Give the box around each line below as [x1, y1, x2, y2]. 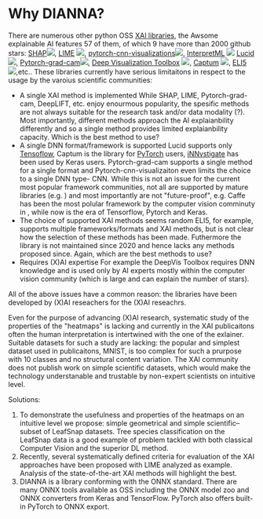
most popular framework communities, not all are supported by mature [19, 182, 249, 192]
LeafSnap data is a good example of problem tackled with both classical [19, 435, 253, 444]
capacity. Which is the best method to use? [19, 132, 159, 141]
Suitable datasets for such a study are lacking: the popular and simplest [8, 338, 240, 347]
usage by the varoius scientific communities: [8, 75, 153, 85]
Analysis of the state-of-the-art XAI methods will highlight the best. [19, 468, 237, 477]
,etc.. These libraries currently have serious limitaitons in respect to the [16, 67, 246, 76]
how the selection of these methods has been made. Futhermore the [19, 232, 242, 242]
